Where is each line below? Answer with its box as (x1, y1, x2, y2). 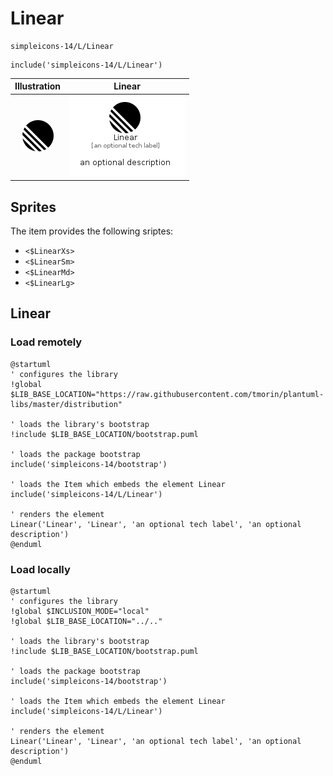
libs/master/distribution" (10, 399, 123, 409)
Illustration (14, 80, 62, 92)
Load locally (10, 562, 71, 576)
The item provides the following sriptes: (10, 225, 174, 237)
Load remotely (10, 335, 83, 349)
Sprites (10, 198, 57, 216)
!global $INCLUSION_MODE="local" (10, 606, 150, 616)
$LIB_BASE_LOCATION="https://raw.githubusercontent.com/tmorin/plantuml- (10, 389, 325, 399)
